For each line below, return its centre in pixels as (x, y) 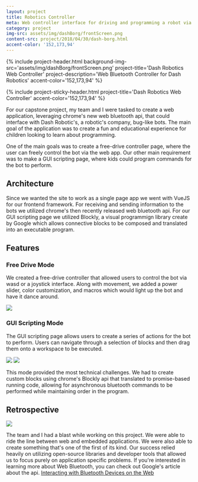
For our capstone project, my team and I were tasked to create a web (90, 110)
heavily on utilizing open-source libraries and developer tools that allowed (96, 454)
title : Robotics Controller (41, 17)
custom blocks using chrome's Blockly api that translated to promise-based (98, 378)
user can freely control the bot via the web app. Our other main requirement (98, 152)
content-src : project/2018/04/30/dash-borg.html (67, 39)
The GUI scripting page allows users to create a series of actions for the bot (98, 336)
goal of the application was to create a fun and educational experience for (96, 128)
